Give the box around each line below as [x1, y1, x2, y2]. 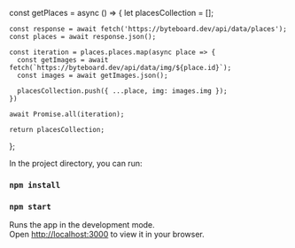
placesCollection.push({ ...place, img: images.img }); [17, 87, 228, 96]
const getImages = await [17, 56, 109, 65]
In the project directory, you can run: [9, 159, 143, 168]
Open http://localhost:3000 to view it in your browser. [9, 229, 206, 240]
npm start [9, 201, 51, 212]
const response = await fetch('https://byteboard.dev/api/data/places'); [9, 25, 288, 34]
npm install [9, 180, 61, 190]
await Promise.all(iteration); [9, 110, 125, 119]
